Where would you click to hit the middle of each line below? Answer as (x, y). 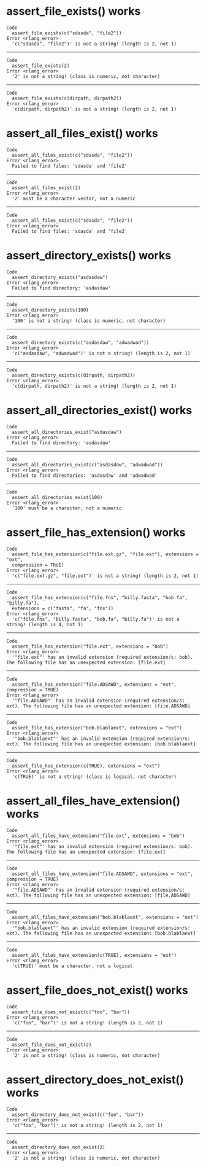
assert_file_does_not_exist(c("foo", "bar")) (71, 1012)
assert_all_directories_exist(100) (57, 497)
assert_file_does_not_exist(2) (52, 1045)
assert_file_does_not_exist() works (97, 990)
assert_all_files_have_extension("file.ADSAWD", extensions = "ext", (102, 874)
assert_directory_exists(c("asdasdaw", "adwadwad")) (81, 342)
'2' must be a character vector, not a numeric (74, 198)
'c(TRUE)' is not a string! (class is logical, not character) (94, 776)
